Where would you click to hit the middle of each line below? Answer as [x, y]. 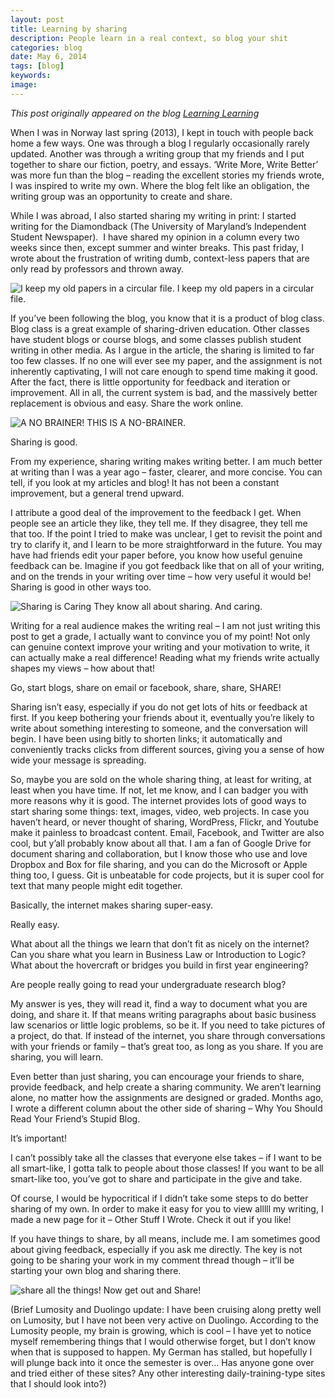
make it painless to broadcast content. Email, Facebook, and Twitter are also [167, 832]
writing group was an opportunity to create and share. [121, 196]
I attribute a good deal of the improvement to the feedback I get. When [156, 512]
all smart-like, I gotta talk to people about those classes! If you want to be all [167, 1168]
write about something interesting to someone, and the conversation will [159, 728]
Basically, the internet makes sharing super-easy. [112, 905]
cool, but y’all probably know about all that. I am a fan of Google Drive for [161, 843]
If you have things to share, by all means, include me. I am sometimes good [165, 1238]
